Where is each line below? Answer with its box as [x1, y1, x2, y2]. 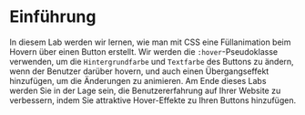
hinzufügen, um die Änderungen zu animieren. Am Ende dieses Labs [9, 75, 267, 86]
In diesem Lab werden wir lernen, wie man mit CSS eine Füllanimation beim [9, 37, 291, 47]
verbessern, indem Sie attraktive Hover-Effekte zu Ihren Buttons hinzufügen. [9, 94, 297, 106]
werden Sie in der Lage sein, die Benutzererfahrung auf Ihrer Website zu [9, 85, 281, 96]
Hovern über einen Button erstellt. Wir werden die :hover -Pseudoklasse [9, 46, 279, 57]
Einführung [9, 6, 97, 27]
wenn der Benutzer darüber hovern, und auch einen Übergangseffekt [9, 66, 269, 77]
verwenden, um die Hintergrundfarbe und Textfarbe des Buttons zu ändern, [9, 56, 294, 67]
